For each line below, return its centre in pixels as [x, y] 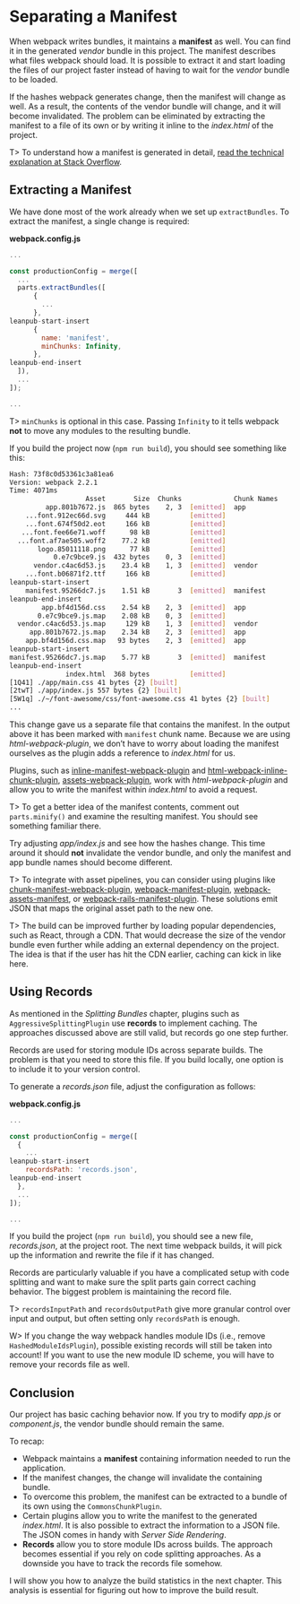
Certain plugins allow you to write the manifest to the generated [140, 1516]
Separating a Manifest [93, 17]
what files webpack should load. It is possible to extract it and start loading [147, 60]
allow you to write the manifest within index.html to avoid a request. [133, 789]
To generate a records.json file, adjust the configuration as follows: [133, 1086]
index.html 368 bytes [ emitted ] [146, 674]
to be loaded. [34, 79]
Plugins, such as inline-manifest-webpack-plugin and [107, 770]
